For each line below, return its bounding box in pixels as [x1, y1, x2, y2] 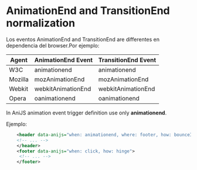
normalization [6, 16, 75, 30]
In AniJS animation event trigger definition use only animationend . [6, 109, 167, 116]
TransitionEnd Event [98, 55, 157, 64]
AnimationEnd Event [34, 55, 93, 64]
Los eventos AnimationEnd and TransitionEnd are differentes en [6, 36, 160, 43]
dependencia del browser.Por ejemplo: [6, 42, 100, 49]
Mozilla [9, 75, 29, 83]
